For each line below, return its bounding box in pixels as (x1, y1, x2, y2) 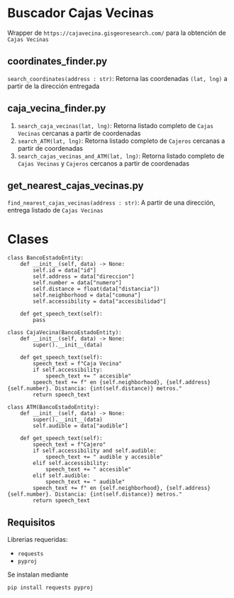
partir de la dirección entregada (7, 82, 100, 90)
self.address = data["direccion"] (33, 273, 135, 280)
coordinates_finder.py (7, 55, 108, 68)
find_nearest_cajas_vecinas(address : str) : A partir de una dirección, (7, 198, 216, 207)
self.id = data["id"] (33, 267, 97, 274)
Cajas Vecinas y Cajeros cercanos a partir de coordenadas (17, 159, 190, 168)
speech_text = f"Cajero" (33, 441, 106, 449)
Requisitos (7, 516, 55, 528)
